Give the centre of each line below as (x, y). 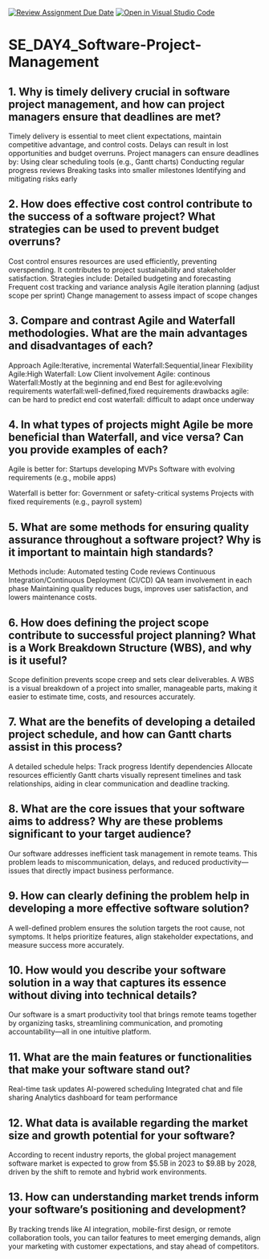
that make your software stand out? (100, 1070)
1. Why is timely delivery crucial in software (119, 91)
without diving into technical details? (103, 995)
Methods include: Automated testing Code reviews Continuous (112, 572)
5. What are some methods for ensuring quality (129, 527)
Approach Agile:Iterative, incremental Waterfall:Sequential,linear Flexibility (131, 365)
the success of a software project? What (112, 217)
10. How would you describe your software (117, 970)
